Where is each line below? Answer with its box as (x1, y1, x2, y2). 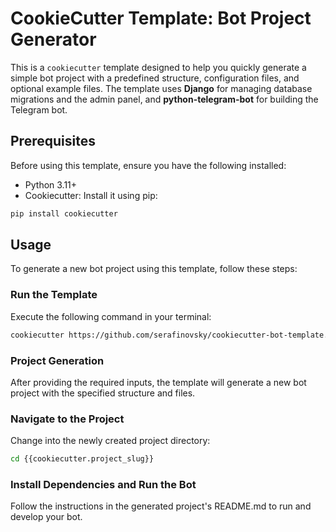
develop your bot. (10, 511, 83, 523)
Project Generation (10, 353, 105, 367)
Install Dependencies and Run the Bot (10, 478, 197, 491)
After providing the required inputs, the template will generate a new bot (10, 376, 307, 388)
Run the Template (10, 288, 98, 302)
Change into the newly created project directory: (10, 435, 211, 447)
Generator (10, 28, 97, 51)
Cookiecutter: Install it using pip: (24, 189, 158, 201)
